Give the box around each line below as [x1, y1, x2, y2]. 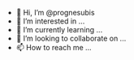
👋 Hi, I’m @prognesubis [15, 8, 95, 17]
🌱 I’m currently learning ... [15, 25, 103, 34]
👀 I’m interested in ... [15, 16, 85, 26]
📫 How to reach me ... [15, 43, 92, 52]
